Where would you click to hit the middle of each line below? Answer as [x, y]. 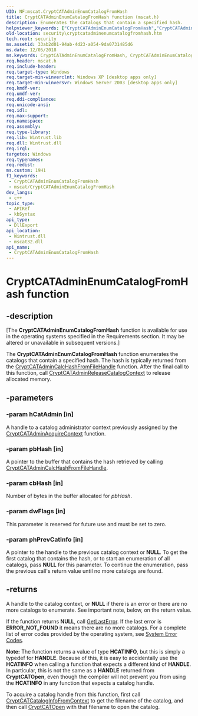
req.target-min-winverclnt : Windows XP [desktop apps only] [82, 77]
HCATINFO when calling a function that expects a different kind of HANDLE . [99, 664]
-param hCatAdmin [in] [40, 414]
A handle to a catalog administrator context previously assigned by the [92, 427]
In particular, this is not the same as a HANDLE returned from [80, 670]
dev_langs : [19, 192]
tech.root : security [32, 39]
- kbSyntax [22, 215]
